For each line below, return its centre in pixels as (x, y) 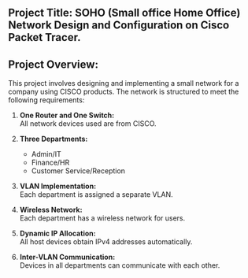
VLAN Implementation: (58, 186)
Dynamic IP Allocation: (57, 234)
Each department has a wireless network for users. (102, 218)
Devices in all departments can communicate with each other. (120, 265)
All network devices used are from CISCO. (88, 124)
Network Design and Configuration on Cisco (119, 26)
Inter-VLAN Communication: (67, 257)
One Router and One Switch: (67, 115)
